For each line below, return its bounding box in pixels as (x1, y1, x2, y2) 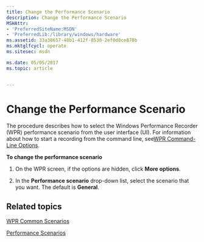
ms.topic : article (6, 65, 53, 71)
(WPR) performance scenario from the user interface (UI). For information (6, 129, 191, 136)
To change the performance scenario (6, 154, 102, 161)
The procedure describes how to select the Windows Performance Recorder (6, 123, 198, 130)
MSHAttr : (6, 20, 29, 26)
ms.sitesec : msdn (6, 49, 51, 55)
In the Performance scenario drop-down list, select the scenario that (15, 177, 189, 185)
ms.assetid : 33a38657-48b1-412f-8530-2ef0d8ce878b (6, 37, 138, 43)
